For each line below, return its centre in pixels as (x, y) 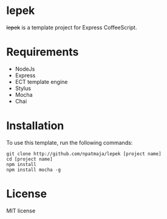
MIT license (21, 210)
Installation (35, 126)
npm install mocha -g (34, 170)
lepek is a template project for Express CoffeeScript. (72, 27)
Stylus (23, 88)
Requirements (43, 52)
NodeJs (25, 69)
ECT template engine (41, 82)
